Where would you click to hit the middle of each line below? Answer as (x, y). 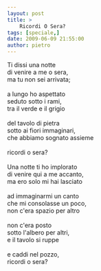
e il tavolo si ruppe (33, 240)
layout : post (26, 13)
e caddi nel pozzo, (33, 254)
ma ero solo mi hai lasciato (45, 181)
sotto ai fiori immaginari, (41, 130)
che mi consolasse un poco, (47, 203)
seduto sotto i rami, (34, 101)
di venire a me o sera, (38, 72)
